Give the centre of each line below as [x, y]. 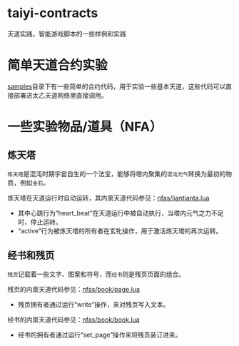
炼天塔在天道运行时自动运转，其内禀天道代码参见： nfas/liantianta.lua [108, 198]
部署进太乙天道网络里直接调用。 [60, 95]
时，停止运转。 [40, 222]
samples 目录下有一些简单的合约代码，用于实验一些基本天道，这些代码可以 [117, 86]
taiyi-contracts [53, 13]
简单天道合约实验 [58, 65]
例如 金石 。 [35, 183]
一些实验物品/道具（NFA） [85, 127]
